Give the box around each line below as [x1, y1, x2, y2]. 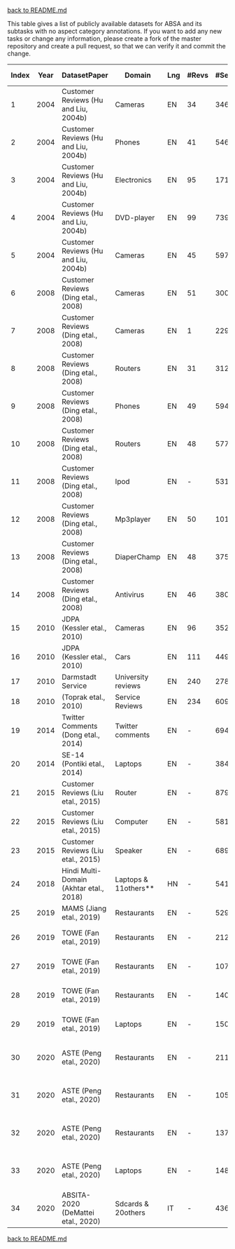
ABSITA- [62, 1190, 91, 1200]
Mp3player [115, 515, 151, 524]
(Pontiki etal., [62, 759, 105, 769]
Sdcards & [115, 1199, 149, 1208]
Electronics [115, 175, 152, 184]
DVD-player [115, 213, 155, 222]
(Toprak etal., [62, 692, 106, 702]
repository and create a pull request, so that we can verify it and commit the [7, 42, 226, 50]
